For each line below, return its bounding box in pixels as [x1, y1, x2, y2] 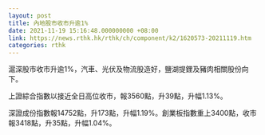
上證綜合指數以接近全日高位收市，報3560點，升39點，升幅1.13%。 [8, 91, 227, 101]
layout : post [8, 11, 52, 20]
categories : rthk [8, 42, 66, 50]
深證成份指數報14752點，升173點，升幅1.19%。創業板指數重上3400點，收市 [8, 109, 257, 118]
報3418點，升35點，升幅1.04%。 [8, 118, 117, 128]
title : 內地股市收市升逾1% [8, 19, 89, 27]
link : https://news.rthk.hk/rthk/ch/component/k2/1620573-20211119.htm [8, 34, 251, 42]
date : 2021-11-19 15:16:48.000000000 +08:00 [8, 26, 159, 34]
